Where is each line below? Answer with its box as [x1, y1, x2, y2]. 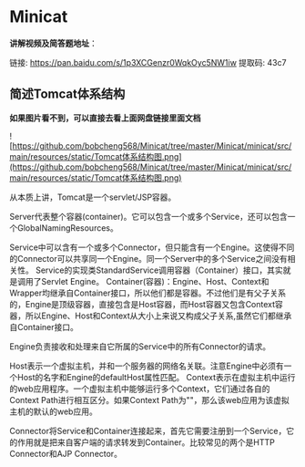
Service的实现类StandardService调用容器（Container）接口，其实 [35, 265, 284, 275]
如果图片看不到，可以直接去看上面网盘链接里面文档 [9, 112, 201, 123]
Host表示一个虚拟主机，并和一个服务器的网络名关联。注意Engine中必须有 [9, 360, 284, 371]
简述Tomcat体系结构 [9, 87, 126, 102]
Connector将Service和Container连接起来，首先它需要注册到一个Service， [9, 425, 287, 436]
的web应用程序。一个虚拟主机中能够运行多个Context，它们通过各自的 [9, 383, 270, 394]
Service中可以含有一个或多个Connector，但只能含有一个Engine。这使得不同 [9, 242, 295, 253]
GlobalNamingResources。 [16, 222, 118, 233]
